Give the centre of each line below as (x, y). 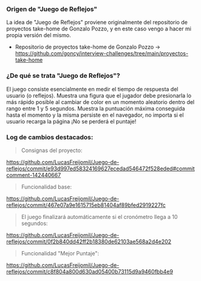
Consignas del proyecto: (52, 150)
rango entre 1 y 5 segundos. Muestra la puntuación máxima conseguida (96, 108)
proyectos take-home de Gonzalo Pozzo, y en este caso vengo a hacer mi (99, 29)
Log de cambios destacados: (50, 137)
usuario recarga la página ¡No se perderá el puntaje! (71, 121)
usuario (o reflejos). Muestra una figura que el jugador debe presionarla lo (99, 95)
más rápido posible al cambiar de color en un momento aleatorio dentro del (101, 102)
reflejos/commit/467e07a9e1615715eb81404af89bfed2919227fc (86, 205)
